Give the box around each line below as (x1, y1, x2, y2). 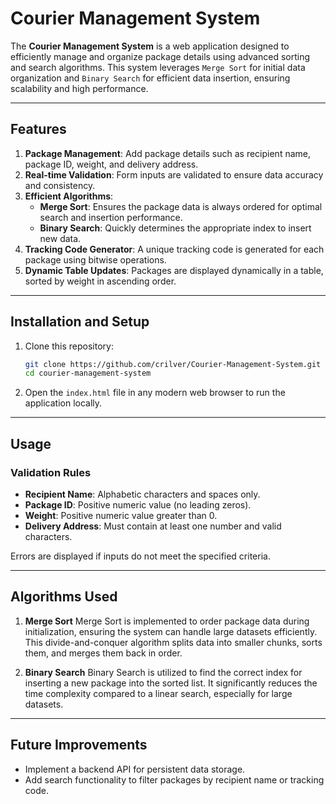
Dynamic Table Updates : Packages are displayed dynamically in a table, (24, 264, 324, 276)
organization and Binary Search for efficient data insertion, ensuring (10, 72, 291, 84)
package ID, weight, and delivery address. (24, 158, 199, 170)
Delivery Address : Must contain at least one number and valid (24, 520, 282, 532)
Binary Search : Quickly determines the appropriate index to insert (39, 222, 312, 234)
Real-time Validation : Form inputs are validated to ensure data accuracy (24, 168, 324, 181)
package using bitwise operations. (24, 253, 167, 266)
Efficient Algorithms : (24, 190, 114, 202)
